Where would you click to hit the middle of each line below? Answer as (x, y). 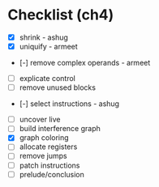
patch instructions (49, 165)
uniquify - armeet (48, 47)
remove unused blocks (58, 87)
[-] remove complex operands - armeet (85, 63)
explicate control (47, 79)
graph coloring (44, 138)
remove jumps (43, 156)
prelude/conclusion (52, 174)
